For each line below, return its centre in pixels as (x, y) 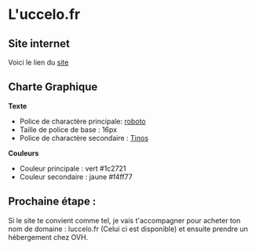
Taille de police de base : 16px (68, 129)
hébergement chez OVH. (48, 237)
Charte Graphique (53, 87)
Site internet (39, 44)
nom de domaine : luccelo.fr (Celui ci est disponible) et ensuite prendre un (128, 229)
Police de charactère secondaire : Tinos (84, 138)
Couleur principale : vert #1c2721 (73, 168)
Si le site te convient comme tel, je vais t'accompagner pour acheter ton (124, 220)
